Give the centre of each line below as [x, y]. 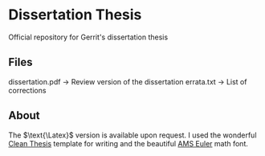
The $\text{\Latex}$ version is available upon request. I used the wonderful [132, 135]
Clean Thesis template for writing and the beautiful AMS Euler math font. [128, 143]
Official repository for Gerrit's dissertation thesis [88, 37]
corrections [27, 90]
